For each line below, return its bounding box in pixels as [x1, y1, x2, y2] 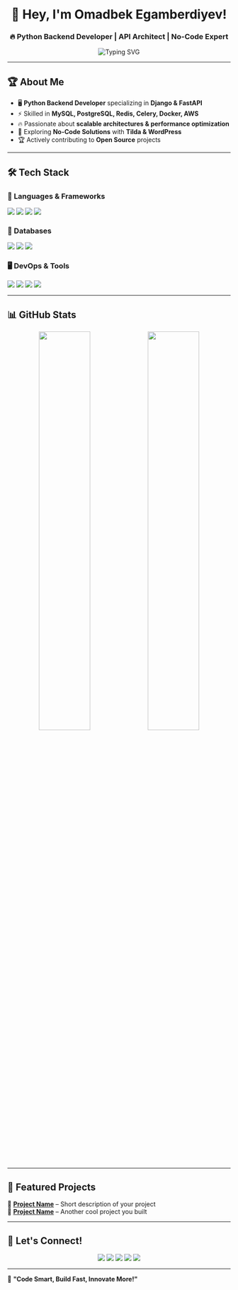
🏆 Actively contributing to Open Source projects [17, 136, 161, 144]
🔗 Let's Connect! [7, 1235, 83, 1247]
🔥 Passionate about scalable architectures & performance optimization [17, 120, 230, 128]
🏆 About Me [7, 76, 64, 88]
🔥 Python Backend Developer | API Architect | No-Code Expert [9, 32, 229, 42]
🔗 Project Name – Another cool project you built [7, 1208, 147, 1216]
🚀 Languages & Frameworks [7, 191, 106, 201]
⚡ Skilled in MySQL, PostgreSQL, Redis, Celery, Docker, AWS [17, 109, 199, 118]
